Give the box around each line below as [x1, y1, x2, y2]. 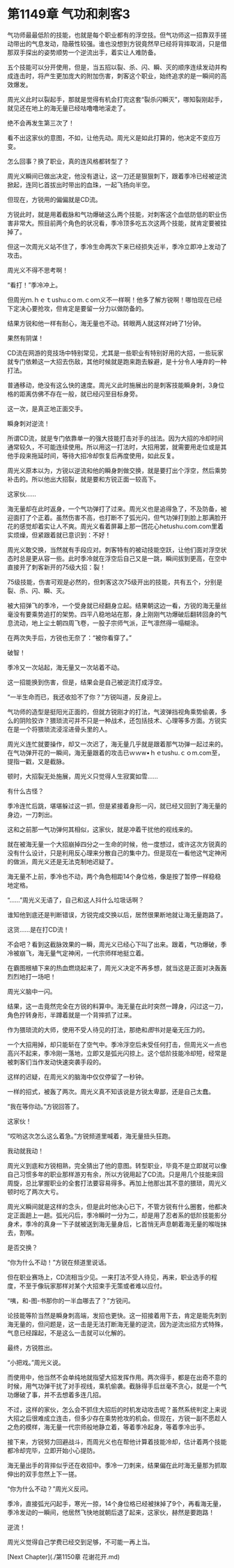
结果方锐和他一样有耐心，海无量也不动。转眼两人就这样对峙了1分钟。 [7, 318, 205, 328]
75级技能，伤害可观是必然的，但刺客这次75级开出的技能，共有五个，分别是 [7, 578, 223, 586]
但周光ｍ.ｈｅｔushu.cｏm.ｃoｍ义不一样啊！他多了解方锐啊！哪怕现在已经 [7, 295, 222, 304]
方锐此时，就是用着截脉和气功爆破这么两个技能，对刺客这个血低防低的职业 [7, 210, 221, 218]
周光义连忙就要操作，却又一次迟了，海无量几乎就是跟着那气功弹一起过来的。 [7, 739, 227, 748]
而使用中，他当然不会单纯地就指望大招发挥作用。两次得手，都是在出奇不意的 [7, 1373, 227, 1381]
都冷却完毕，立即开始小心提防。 [7, 1446, 99, 1454]
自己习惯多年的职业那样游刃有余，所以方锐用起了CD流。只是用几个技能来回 [7, 1170, 224, 1178]
